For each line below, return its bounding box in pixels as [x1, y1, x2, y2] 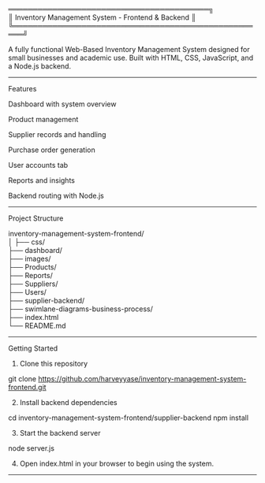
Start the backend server [19, 429, 101, 437]
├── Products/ [8, 262, 57, 272]
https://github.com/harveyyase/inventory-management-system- [38, 374, 247, 383]
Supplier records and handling [8, 130, 106, 139]
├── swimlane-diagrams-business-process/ [8, 304, 154, 314]
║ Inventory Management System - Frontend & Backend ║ [8, 13, 197, 22]
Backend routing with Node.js [8, 191, 104, 200]
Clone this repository [19, 359, 88, 368]
